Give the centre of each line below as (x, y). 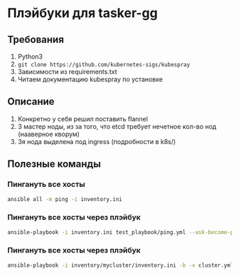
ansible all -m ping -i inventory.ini (65, 199)
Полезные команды (54, 164)
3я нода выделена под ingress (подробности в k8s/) (97, 141)
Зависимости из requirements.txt (67, 72)
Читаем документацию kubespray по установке (90, 79)
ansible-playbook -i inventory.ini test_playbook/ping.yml (97, 232)
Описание (31, 102)
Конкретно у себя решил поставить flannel (83, 118)
